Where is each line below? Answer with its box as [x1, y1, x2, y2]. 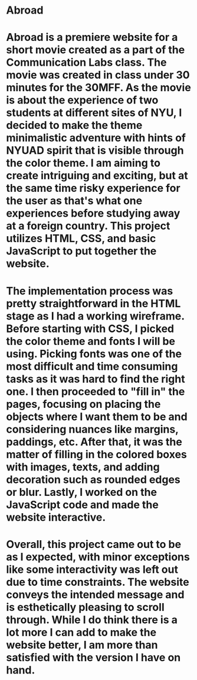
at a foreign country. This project [6, 220, 170, 233]
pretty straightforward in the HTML [6, 297, 181, 310]
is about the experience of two [6, 94, 159, 107]
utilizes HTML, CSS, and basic [6, 232, 156, 246]
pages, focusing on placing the [6, 397, 161, 411]
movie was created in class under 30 [6, 69, 190, 82]
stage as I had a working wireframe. [6, 309, 185, 323]
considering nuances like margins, [6, 423, 179, 436]
